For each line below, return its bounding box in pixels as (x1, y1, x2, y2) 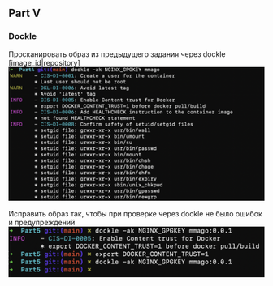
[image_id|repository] (8, 58, 81, 67)
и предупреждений (8, 218, 76, 228)
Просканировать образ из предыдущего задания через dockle (8, 49, 226, 59)
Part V (8, 6, 41, 20)
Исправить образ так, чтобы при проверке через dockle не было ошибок (8, 209, 262, 219)
